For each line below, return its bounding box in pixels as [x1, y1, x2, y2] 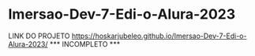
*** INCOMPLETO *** [49, 39, 121, 48]
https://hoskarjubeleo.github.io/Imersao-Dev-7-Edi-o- [71, 31, 247, 40]
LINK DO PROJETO [8, 31, 70, 40]
